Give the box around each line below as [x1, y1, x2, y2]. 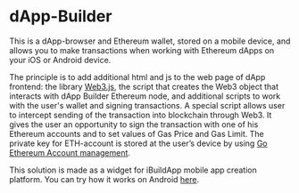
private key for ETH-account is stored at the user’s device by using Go [9, 138, 268, 149]
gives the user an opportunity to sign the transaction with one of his [9, 118, 259, 130]
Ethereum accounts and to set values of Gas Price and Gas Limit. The [9, 128, 265, 139]
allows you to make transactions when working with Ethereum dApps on [9, 44, 275, 55]
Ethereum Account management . [9, 147, 131, 157]
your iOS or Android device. [9, 54, 112, 65]
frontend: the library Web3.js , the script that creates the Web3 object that [9, 81, 279, 92]
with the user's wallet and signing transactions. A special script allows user [9, 100, 286, 110]
